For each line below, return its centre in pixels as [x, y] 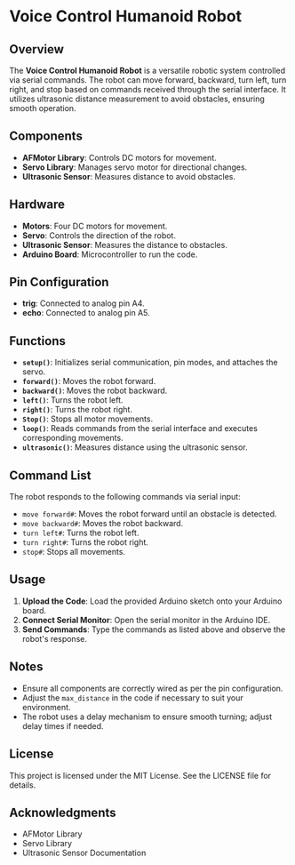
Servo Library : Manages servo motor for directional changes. [135, 167]
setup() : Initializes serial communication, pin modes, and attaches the [150, 363]
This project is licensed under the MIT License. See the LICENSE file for [140, 775]
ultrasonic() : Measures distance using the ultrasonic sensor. [135, 447]
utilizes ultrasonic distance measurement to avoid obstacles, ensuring [137, 99]
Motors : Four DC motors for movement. [95, 226]
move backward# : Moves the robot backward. [103, 524]
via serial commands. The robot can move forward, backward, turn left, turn [148, 80]
